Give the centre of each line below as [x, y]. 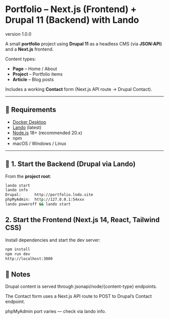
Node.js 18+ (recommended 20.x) [47, 133]
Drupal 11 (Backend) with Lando [72, 20]
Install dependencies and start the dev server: [53, 240]
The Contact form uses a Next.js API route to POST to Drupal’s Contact [78, 296]
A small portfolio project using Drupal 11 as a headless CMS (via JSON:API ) [84, 43]
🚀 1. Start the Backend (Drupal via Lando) [70, 164]
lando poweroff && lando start [38, 204]
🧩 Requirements [31, 110]
